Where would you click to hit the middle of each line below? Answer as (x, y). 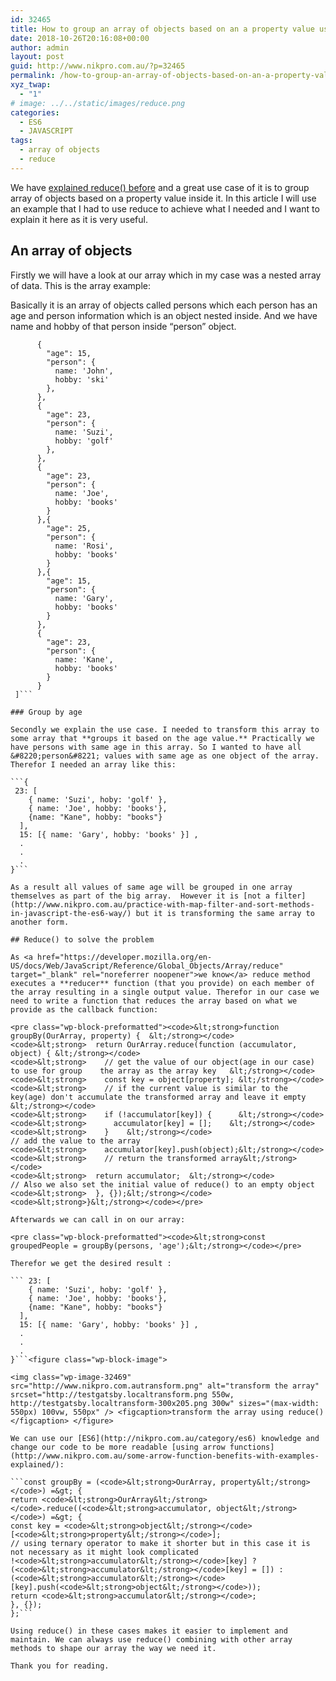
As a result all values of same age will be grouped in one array (151, 887)
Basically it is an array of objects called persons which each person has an (164, 305)
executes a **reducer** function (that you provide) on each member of (162, 983)
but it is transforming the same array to (225, 913)
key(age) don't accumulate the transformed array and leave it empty (158, 1097)
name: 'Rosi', (84, 546)
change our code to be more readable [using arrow (118, 1447)
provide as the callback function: (84, 1009)
